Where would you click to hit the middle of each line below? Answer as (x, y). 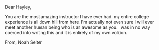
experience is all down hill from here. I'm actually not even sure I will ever (79, 22)
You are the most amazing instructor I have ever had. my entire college (77, 17)
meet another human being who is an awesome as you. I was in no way (78, 27)
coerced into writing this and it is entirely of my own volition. (66, 32)
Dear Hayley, (18, 7)
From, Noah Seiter (24, 42)
